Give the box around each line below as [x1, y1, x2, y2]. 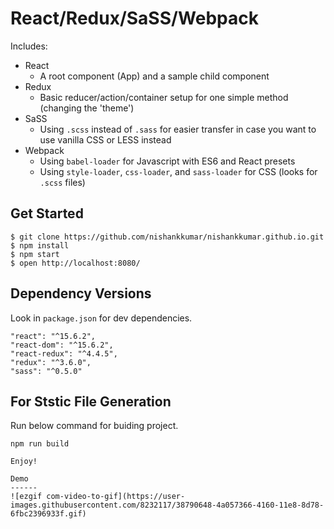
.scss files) [39, 176, 86, 188]
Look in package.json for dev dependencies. [10, 312, 193, 324]
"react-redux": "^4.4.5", [10, 348, 118, 359]
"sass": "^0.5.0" [10, 366, 83, 376]
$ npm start [10, 249, 60, 259]
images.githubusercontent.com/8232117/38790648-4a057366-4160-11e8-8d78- [10, 500, 325, 511]
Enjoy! [10, 457, 38, 467]
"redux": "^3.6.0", [10, 357, 92, 367]
